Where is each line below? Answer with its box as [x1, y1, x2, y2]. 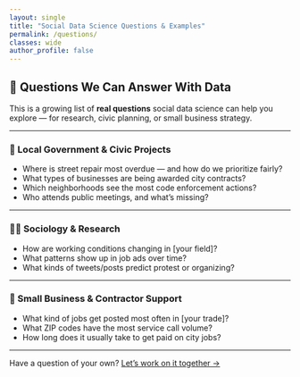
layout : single [9, 13, 66, 22]
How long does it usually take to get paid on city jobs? [21, 331, 221, 342]
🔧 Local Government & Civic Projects [9, 143, 171, 155]
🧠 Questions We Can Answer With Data [9, 80, 232, 95]
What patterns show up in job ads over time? [21, 252, 187, 264]
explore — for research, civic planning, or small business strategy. [9, 113, 253, 123]
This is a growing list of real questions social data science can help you [9, 103, 274, 113]
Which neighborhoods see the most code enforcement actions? [21, 182, 257, 193]
